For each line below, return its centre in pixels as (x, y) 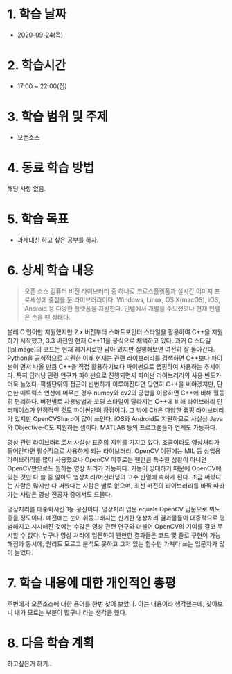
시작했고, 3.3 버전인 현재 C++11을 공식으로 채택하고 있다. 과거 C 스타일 (115, 340)
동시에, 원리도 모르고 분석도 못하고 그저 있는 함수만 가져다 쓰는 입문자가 (122, 543)
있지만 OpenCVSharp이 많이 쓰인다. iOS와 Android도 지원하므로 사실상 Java (119, 418)
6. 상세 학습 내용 (51, 270)
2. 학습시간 (37, 66)
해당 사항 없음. (27, 188)
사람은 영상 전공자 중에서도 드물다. (66, 494)
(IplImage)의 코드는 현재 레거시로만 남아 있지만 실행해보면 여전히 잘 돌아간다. (111, 349)
